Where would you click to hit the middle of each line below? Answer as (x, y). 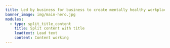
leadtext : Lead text (36, 33)
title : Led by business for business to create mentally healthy (75, 10)
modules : (14, 19)
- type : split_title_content (40, 24)
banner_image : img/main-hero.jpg (40, 14)
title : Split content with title (50, 28)
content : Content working (42, 38)
